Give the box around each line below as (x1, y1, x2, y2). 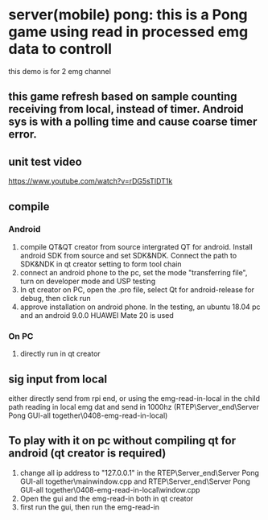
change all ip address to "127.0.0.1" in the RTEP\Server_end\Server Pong (19, 468, 260, 477)
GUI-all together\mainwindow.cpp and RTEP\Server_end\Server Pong (19, 477, 251, 486)
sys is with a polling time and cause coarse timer (8, 115, 258, 129)
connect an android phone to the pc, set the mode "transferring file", (19, 267, 248, 277)
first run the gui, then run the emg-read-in (19, 501, 159, 512)
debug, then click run (19, 293, 91, 303)
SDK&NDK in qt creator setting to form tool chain (19, 259, 183, 269)
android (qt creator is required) (8, 447, 167, 460)
